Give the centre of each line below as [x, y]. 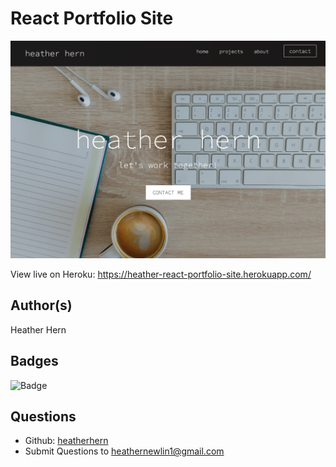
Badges [34, 361]
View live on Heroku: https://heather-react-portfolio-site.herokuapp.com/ [161, 274]
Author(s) [41, 305]
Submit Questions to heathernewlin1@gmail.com [124, 451]
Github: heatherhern [66, 441]
